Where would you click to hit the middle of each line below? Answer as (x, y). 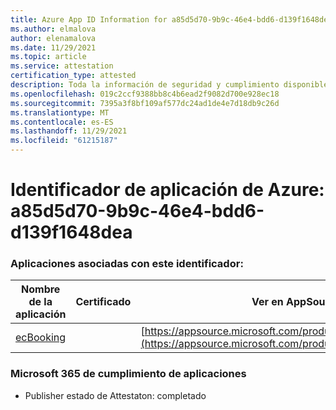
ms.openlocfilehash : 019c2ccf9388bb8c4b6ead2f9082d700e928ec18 (145, 94)
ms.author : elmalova (53, 29)
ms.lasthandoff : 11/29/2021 (69, 131)
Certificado (103, 302)
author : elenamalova (53, 38)
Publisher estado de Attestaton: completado (115, 395)
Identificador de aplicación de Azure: (167, 190)
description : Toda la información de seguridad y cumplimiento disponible (169, 85)
